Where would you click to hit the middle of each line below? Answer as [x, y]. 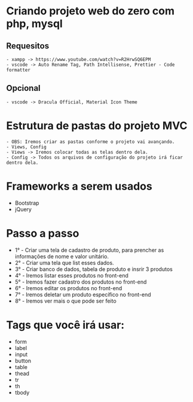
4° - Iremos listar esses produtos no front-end [71, 275]
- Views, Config [26, 147]
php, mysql [34, 24]
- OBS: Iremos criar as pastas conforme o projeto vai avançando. [91, 142]
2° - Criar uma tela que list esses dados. [65, 263]
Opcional [23, 88]
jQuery [23, 209]
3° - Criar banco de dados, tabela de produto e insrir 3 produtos [94, 269]
